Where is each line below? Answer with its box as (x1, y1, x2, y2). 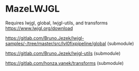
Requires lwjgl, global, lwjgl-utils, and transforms (5, 20, 108, 26)
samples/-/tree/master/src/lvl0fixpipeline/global (5, 40, 106, 46)
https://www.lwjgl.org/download (5, 25, 73, 31)
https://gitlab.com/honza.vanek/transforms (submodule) (5, 60, 124, 66)
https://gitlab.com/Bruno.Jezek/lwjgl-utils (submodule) (5, 50, 121, 56)
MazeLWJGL (5, 3, 60, 15)
